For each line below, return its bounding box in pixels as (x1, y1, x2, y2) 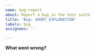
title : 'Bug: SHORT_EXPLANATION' (5, 17, 77, 22)
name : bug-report (5, 7, 42, 13)
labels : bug (5, 21, 31, 27)
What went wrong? (5, 45, 47, 51)
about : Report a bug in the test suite (5, 12, 90, 17)
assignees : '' (5, 26, 36, 32)
